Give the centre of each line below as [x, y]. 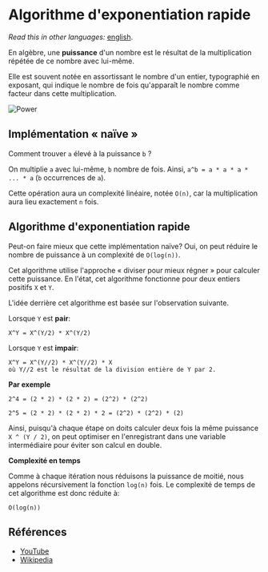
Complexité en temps [45, 460]
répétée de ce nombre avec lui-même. [71, 61]
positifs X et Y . [31, 287]
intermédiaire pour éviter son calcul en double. [85, 445]
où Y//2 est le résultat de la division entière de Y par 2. [112, 369]
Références [38, 532]
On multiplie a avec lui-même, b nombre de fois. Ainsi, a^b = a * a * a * [128, 169]
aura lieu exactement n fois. [54, 201]
